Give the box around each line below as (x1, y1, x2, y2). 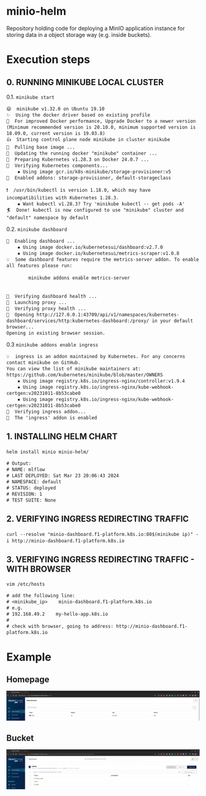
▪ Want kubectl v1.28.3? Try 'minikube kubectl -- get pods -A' (17, 201, 185, 207)
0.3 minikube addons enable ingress (6, 340, 99, 348)
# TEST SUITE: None (6, 497, 56, 503)
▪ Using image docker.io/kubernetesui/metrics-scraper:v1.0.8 (17, 250, 180, 256)
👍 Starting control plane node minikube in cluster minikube (6, 136, 170, 142)
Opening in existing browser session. (6, 330, 105, 336)
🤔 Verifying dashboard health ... (6, 293, 97, 299)
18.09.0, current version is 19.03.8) (6, 130, 105, 136)
